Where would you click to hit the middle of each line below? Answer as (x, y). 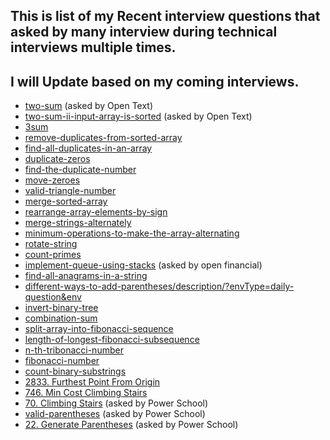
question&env (53, 297)
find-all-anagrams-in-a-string (86, 276)
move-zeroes (52, 180)
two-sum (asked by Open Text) (89, 106)
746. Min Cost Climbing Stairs (86, 393)
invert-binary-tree (61, 308)
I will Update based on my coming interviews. (155, 81)
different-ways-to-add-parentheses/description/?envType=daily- (159, 286)
